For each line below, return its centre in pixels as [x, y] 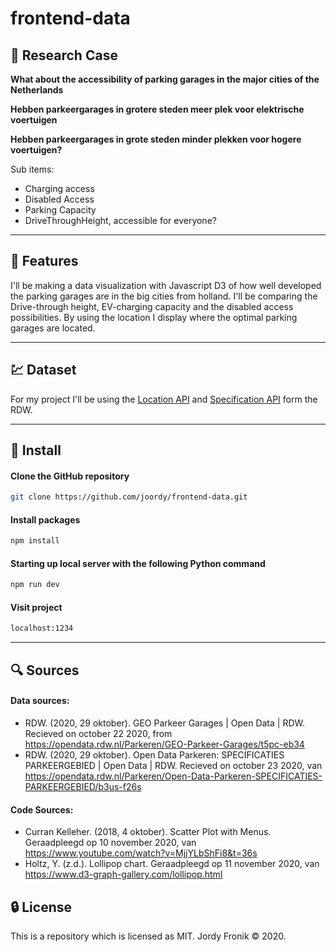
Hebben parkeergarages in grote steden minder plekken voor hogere [156, 139]
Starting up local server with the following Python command [138, 563]
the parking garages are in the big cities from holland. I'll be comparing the [164, 296]
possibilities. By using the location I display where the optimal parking [154, 317]
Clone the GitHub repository [70, 476]
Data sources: [40, 701]
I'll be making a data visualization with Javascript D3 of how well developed [166, 285]
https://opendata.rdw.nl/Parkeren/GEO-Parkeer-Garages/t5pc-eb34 [164, 744]
